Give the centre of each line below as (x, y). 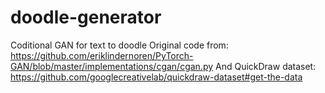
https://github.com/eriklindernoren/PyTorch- (102, 55)
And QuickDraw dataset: (266, 66)
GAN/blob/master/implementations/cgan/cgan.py (112, 66)
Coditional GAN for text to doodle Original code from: (119, 45)
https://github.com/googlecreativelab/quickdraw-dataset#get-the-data (156, 77)
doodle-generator (86, 17)
